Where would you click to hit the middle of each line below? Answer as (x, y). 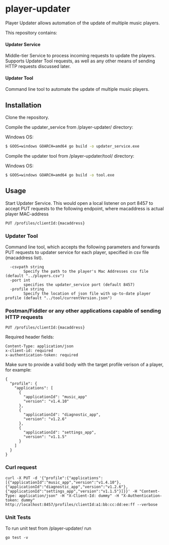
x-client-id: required (29, 351)
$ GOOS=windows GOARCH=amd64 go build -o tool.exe (60, 175)
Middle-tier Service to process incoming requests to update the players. (80, 56)
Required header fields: (30, 337)
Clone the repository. (27, 118)
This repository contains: (31, 32)
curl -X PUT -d (21, 478)
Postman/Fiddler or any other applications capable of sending (83, 311)
